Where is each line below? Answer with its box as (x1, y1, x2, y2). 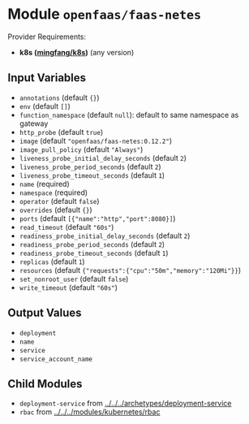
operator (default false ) (19, 196, 100, 206)
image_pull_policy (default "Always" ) (19, 144, 144, 154)
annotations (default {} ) (19, 93, 100, 102)
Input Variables (7, 71, 87, 85)
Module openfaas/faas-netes (7, 5, 202, 24)
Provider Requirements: (7, 32, 87, 41)
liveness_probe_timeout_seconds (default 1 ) (19, 170, 165, 180)
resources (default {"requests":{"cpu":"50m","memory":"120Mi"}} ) (19, 265, 242, 275)
